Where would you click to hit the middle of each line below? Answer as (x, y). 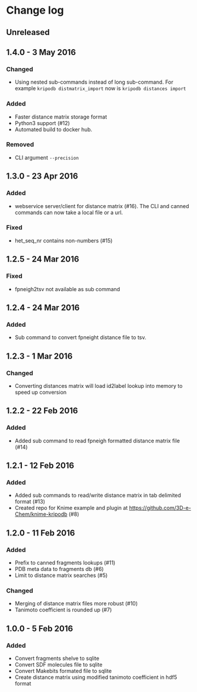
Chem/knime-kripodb (41, 514)
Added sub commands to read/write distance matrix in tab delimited (98, 495)
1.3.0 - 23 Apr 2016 (42, 176)
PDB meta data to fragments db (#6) (59, 569)
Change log (35, 10)
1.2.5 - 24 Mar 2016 (43, 259)
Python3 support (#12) (42, 123)
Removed (20, 145)
